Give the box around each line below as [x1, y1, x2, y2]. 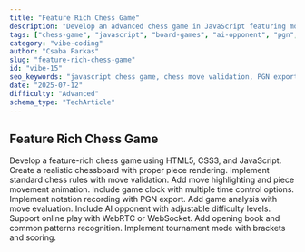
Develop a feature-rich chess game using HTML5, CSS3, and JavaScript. [9, 155, 282, 166]
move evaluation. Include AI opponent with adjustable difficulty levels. [9, 203, 271, 214]
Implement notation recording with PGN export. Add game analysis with [9, 194, 278, 205]
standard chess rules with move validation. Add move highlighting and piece [9, 174, 295, 186]
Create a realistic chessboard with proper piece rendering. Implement [9, 165, 270, 176]
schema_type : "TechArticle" [9, 97, 116, 107]
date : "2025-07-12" [9, 81, 84, 90]
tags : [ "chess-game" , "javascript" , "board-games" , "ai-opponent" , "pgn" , [9, 30, 299, 39]
